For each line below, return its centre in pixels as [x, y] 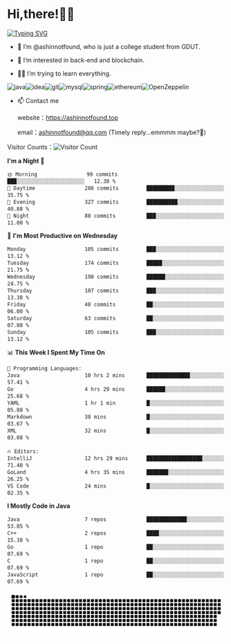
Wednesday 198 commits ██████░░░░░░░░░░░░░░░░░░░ [116, 277]
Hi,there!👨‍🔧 [41, 14]
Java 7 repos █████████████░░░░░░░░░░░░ [116, 519]
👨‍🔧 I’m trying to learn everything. [64, 73]
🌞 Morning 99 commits [63, 174]
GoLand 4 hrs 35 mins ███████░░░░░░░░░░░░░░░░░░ [116, 472]
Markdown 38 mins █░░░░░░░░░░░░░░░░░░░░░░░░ [116, 417]
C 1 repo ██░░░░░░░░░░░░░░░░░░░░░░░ [116, 561]
